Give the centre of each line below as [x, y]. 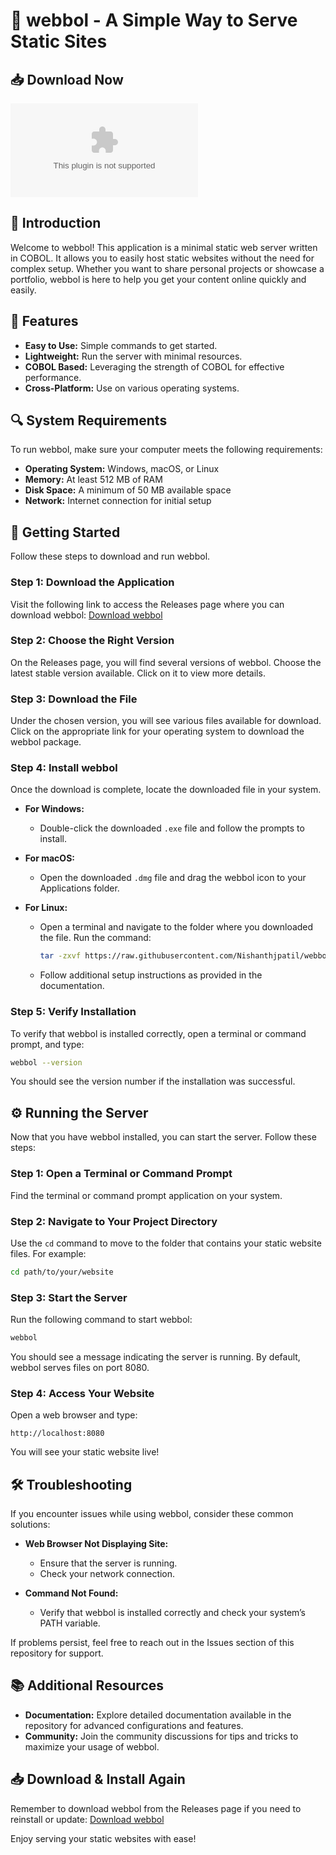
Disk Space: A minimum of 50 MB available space [128, 490]
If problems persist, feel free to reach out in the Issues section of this [152, 1643]
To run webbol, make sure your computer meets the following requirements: [166, 450]
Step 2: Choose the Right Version [92, 641]
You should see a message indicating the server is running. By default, [155, 1356]
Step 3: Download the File [74, 699]
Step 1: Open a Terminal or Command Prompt [121, 1174]
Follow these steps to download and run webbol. [110, 556]
